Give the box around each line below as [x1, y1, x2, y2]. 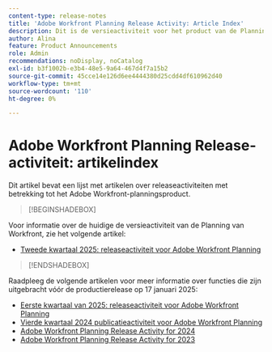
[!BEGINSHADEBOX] [28, 205, 96, 214]
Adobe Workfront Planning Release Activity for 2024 [19, 326, 196, 336]
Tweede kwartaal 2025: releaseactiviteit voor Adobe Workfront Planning [19, 244, 261, 255]
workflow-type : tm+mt [8, 79, 82, 87]
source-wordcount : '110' [8, 87, 92, 95]
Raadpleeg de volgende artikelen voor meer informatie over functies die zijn [8, 276, 261, 286]
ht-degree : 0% [8, 95, 57, 103]
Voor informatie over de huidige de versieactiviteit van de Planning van [8, 220, 244, 231]
